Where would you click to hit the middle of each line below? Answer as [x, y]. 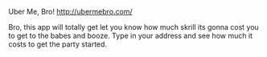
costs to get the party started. [58, 44]
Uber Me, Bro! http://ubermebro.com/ [70, 12]
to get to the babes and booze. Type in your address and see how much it [131, 36]
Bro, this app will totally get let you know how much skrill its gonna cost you [133, 27]
